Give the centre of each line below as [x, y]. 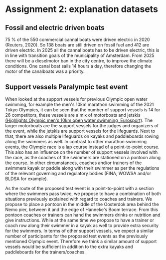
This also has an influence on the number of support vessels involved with [82, 152]
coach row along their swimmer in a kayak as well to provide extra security [82, 225]
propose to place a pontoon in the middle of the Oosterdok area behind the [82, 204]
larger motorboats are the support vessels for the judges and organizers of [82, 125]
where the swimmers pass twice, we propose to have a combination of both [83, 194]
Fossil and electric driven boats [55, 28]
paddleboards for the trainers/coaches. [45, 252]
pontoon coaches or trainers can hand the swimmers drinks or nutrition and [83, 215]
